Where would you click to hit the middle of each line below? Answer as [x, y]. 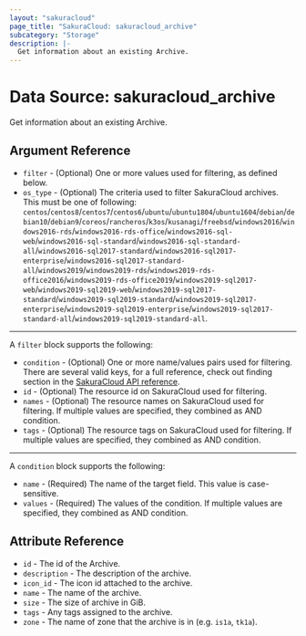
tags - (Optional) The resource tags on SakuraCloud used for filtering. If [157, 430]
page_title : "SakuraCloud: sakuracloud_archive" [103, 26]
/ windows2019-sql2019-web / [85, 289]
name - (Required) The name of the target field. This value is [134, 484]
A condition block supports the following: [87, 465]
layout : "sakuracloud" [52, 18]
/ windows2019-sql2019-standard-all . [139, 318]
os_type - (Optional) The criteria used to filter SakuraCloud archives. [151, 192]
